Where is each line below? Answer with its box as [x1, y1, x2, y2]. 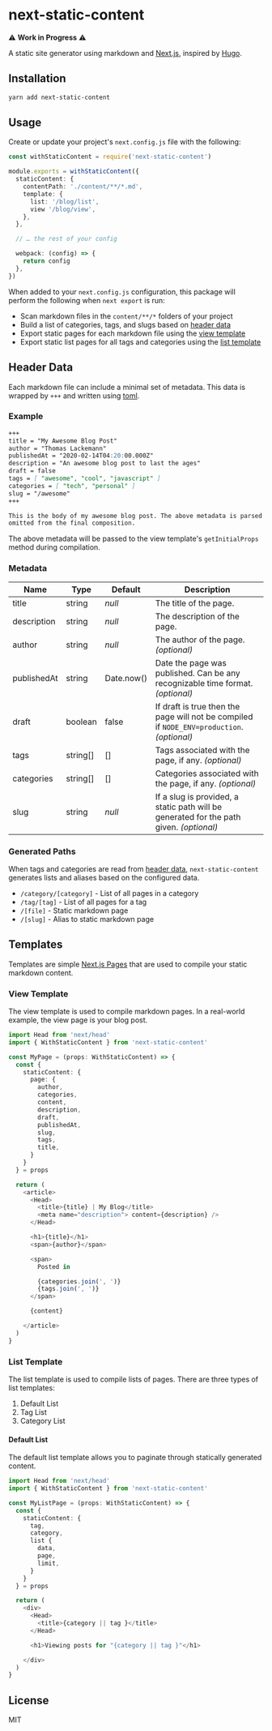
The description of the [155, 611, 240, 622]
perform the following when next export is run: [8, 295, 166, 305]
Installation [8, 71, 66, 86]
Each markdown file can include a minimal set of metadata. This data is [8, 382, 245, 392]
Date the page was [155, 657, 227, 668]
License [8, 1693, 49, 1707]
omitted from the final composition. [8, 519, 136, 528]
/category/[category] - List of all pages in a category [19, 888, 199, 898]
